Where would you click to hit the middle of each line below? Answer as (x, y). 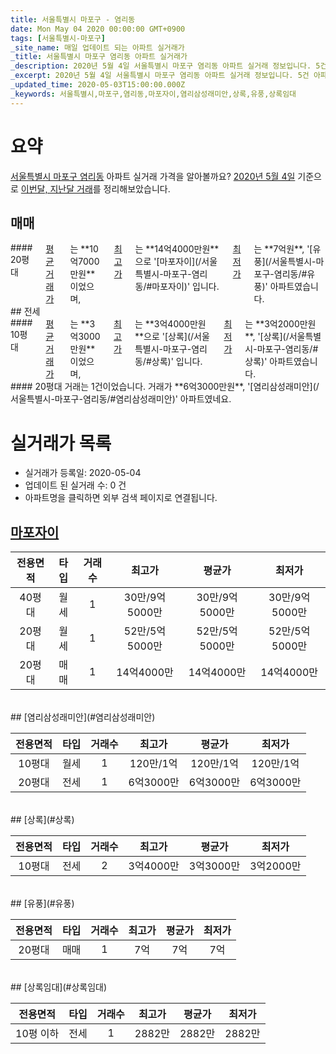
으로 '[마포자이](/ (168, 262)
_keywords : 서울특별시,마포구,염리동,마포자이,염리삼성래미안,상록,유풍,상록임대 (153, 94)
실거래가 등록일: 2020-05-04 (83, 473)
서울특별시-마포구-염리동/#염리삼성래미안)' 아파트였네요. (121, 399)
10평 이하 (37, 1034)
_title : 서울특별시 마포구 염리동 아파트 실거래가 (99, 57)
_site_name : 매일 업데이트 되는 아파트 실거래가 (97, 47)
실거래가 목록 (61, 443)
